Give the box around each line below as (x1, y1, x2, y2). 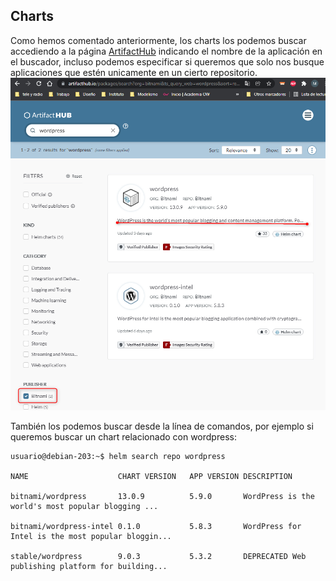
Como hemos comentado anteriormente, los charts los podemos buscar (10, 34, 307, 46)
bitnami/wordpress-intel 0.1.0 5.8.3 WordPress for (10, 521, 302, 531)
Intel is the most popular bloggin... (10, 531, 172, 541)
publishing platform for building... (10, 561, 168, 571)
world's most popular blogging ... (10, 501, 159, 511)
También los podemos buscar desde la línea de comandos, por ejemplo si (10, 420, 314, 432)
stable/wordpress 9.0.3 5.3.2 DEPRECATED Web (10, 551, 307, 561)
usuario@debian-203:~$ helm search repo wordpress (10, 451, 226, 461)
